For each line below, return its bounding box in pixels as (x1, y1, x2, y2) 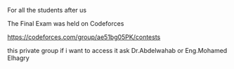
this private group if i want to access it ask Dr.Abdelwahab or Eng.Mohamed (7, 47, 228, 54)
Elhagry (7, 54, 30, 62)
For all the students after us (7, 6, 86, 14)
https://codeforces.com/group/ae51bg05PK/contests (7, 33, 161, 41)
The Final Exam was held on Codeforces (7, 20, 124, 27)
